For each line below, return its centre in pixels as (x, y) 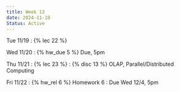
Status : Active (26, 23)
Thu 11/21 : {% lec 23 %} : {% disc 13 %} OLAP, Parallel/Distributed (90, 64)
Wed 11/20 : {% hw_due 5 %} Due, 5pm (56, 52)
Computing (20, 71)
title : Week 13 (26, 12)
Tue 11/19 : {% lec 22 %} (37, 41)
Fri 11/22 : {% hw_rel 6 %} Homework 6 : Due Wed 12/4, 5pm (82, 82)
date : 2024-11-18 (28, 18)
